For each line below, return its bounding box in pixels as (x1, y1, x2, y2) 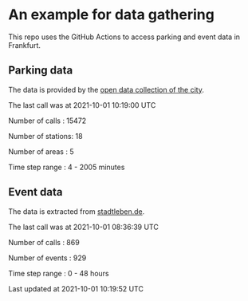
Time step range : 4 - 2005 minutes (8, 162, 125, 172)
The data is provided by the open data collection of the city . (8, 85, 205, 94)
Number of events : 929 (8, 253, 87, 263)
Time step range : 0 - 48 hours (8, 268, 109, 278)
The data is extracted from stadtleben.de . (8, 206, 145, 216)
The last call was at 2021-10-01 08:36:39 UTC (8, 222, 159, 232)
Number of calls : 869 (8, 237, 80, 247)
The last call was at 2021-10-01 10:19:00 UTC (8, 100, 156, 109)
